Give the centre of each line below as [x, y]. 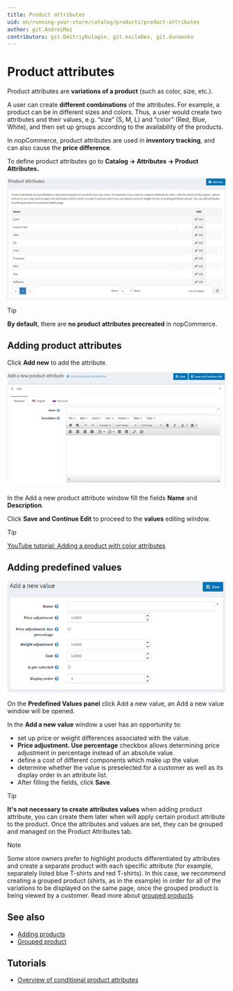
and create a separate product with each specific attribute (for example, [110, 866]
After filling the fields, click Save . [64, 782]
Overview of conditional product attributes [78, 980]
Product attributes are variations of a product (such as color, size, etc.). [110, 91]
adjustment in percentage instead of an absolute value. [96, 752]
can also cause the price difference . [60, 148]
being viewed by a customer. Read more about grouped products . [101, 895]
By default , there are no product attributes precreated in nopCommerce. [112, 324]
